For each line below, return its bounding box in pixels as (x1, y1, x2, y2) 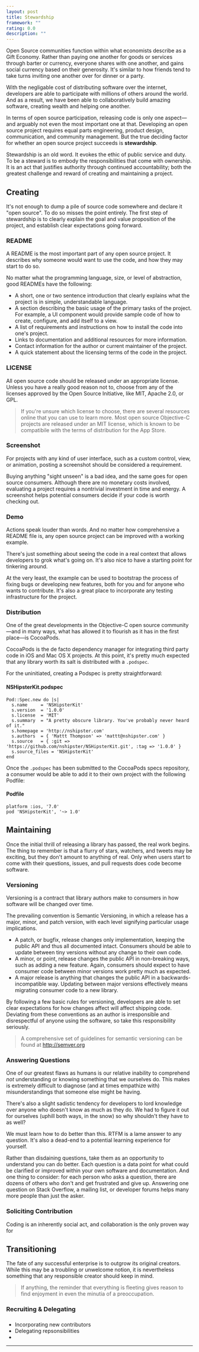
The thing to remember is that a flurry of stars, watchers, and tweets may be (6, 847, 192, 854)
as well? (6, 1119, 26, 1126)
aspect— (165, 114, 187, 122)
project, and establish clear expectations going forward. (6, 221, 143, 229)
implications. (6, 924, 37, 932)
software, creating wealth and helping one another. (6, 103, 131, 110)
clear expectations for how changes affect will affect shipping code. (6, 1004, 172, 1011)
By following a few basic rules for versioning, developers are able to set (6, 998, 181, 1005)
